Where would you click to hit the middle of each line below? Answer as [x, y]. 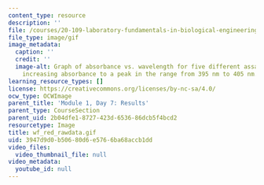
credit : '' [33, 60]
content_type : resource [47, 15]
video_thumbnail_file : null [61, 154]
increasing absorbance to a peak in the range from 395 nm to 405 [133, 74]
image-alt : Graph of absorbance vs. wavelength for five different [128, 67]
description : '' [35, 23]
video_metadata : [35, 162]
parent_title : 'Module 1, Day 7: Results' [79, 103]
